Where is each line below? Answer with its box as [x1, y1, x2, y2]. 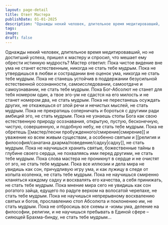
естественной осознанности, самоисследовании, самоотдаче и [5, 81, 143, 87]
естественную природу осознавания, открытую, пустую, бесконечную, [5, 118, 159, 124]
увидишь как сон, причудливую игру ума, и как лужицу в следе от [5, 166, 148, 172]
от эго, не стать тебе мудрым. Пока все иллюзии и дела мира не [5, 161, 144, 167]
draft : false [5, 36, 33, 41]
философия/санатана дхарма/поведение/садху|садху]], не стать [5, 139, 144, 145]
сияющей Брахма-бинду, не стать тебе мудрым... [5, 214, 112, 220]
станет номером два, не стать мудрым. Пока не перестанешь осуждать [5, 97, 160, 103]
